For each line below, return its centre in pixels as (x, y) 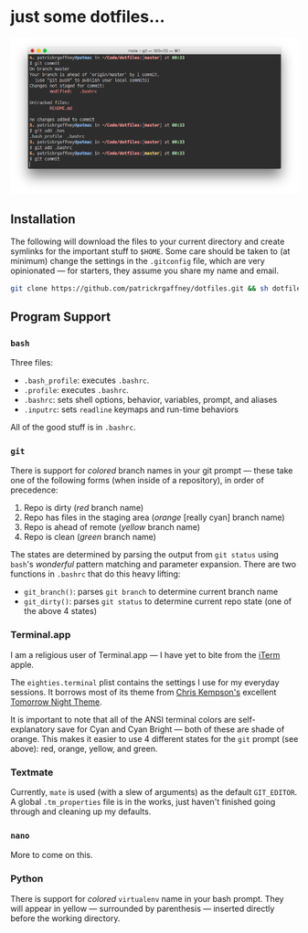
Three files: (32, 363)
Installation (43, 220)
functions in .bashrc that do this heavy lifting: (96, 574)
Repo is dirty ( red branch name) (84, 508)
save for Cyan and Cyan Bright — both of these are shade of (171, 729)
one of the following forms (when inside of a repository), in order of (137, 481)
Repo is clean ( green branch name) (90, 537)
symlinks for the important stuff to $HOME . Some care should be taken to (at (150, 251)
